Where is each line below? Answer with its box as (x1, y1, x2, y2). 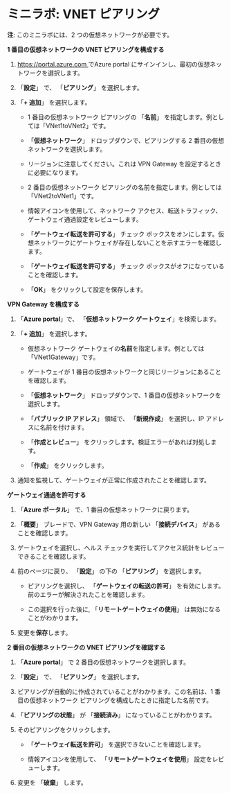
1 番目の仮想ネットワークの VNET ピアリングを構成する (7, 45, 165, 53)
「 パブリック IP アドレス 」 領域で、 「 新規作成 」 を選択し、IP (27, 414, 205, 423)
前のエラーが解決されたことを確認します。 (27, 590, 149, 598)
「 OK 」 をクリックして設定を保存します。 (27, 285, 147, 293)
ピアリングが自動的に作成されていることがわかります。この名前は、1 (17, 687, 213, 695)
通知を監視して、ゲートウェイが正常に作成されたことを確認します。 (17, 476, 211, 484)
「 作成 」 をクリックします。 (27, 461, 109, 469)
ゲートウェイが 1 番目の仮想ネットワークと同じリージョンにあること (27, 367, 221, 376)
